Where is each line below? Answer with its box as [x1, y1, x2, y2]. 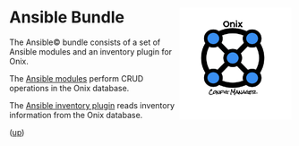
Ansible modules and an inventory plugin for [9, 46, 173, 56]
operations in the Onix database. [9, 82, 130, 93]
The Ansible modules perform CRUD [9, 73, 144, 83]
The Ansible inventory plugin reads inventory [9, 99, 175, 110]
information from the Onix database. [9, 109, 143, 120]
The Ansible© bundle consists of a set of [9, 37, 161, 47]
